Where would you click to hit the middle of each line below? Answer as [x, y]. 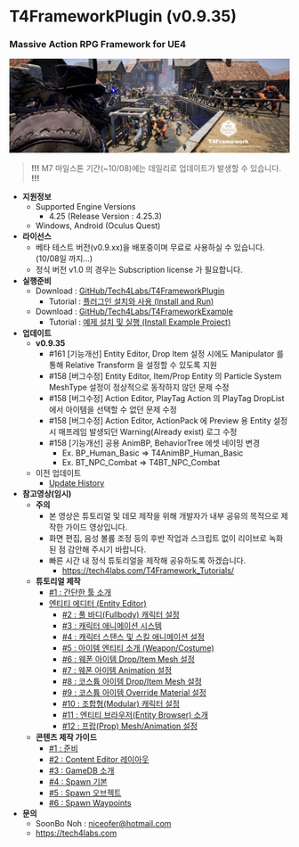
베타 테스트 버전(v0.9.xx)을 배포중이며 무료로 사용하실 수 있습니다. [150, 247]
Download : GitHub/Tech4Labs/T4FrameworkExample [134, 311]
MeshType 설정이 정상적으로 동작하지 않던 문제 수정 [139, 387]
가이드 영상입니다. [97, 527]
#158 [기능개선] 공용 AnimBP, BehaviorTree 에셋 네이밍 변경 [154, 442]
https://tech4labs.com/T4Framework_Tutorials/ [148, 570]
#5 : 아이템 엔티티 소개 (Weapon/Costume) [138, 647]
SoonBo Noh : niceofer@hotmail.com [103, 823]
